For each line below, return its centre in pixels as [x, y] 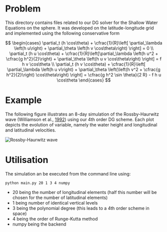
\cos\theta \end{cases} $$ [84, 80]
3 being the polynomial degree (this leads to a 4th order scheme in [81, 208]
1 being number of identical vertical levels [55, 202]
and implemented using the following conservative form [62, 33]
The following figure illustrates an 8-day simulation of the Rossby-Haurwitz [82, 114]
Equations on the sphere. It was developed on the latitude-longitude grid [80, 27]
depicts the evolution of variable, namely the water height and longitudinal [81, 124]
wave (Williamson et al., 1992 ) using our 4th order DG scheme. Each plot [80, 119]
